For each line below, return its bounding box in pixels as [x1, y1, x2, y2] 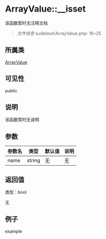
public [5, 87, 18, 93]
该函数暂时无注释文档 [5, 20, 48, 26]
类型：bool [5, 189, 27, 195]
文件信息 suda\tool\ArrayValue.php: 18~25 [17, 30, 101, 36]
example [5, 228, 22, 234]
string [27, 157, 40, 164]
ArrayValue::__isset [5, 3, 86, 15]
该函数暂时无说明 [5, 117, 39, 122]
